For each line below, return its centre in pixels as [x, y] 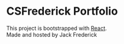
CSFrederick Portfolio [62, 11]
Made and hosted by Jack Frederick [52, 34]
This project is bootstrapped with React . [57, 28]
